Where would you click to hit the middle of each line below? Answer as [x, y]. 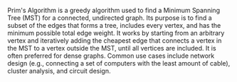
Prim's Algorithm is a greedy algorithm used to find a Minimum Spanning [114, 10]
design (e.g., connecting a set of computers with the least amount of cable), [119, 63]
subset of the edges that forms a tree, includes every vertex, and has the [114, 25]
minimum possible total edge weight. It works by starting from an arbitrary [116, 33]
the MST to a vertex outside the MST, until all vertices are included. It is [112, 48]
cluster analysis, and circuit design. [59, 71]
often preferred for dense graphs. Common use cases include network [111, 56]
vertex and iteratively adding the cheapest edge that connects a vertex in [115, 41]
